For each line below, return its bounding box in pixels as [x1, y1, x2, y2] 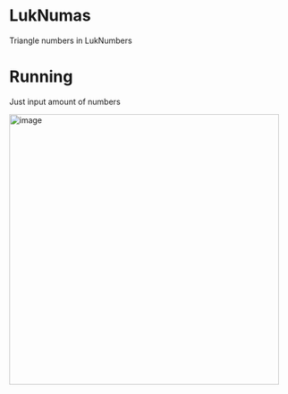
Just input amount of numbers [9, 96, 121, 107]
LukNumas [9, 5, 91, 26]
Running [9, 66, 73, 87]
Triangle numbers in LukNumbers [9, 35, 132, 46]
